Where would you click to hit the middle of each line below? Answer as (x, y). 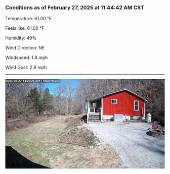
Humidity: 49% (21, 38)
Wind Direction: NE (25, 48)
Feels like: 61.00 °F (25, 28)
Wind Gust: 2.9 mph (26, 68)
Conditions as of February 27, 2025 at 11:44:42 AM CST (75, 8)
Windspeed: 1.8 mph (27, 57)
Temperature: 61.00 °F (29, 19)
